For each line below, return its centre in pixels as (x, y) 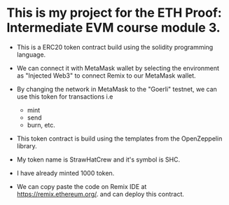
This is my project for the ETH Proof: (114, 13)
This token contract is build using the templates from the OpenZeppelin (119, 139)
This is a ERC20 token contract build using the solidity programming (115, 47)
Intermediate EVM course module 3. (114, 28)
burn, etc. (41, 125)
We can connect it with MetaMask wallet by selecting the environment (118, 68)
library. (27, 146)
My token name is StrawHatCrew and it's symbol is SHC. (98, 160)
